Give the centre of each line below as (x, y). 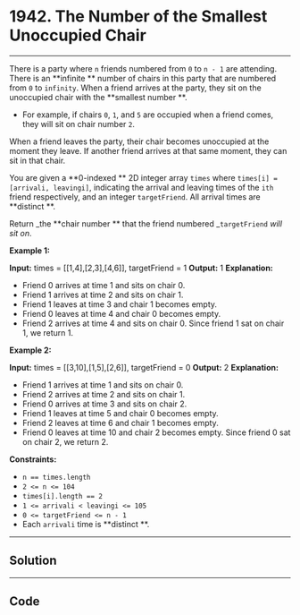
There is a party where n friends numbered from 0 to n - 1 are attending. (143, 68)
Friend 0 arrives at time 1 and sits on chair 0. (104, 285)
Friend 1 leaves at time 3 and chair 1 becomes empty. (119, 304)
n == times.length (56, 477)
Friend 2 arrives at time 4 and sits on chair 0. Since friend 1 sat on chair (153, 323)
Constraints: (33, 459)
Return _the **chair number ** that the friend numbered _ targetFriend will (146, 223)
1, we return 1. (48, 332)
